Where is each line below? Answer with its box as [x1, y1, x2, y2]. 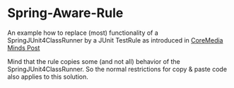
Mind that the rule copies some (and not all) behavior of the [7, 57, 180, 65]
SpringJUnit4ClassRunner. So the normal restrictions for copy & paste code [7, 65, 228, 73]
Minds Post [7, 43, 40, 52]
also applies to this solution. [7, 72, 88, 81]
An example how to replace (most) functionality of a [7, 28, 159, 37]
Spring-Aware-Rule [7, 5, 124, 21]
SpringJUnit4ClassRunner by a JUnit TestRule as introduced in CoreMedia [7, 35, 223, 44]
